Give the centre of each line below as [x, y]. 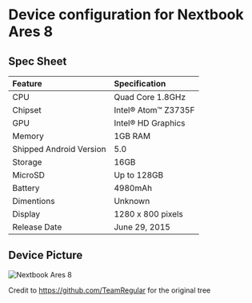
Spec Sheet [38, 61]
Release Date [37, 227]
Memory [28, 136]
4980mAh [133, 188]
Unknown [132, 201]
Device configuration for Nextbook [126, 15]
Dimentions [34, 201]
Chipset [27, 110]
